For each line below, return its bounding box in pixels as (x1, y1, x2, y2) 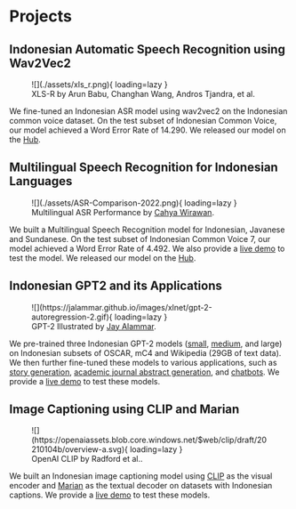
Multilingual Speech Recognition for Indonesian (9, 160, 278, 175)
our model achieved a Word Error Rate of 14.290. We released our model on (9, 125, 286, 135)
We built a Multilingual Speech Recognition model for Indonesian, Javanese (9, 224, 285, 235)
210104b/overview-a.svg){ (31, 444, 129, 455)
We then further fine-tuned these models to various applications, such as (9, 357, 277, 368)
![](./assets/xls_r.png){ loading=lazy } (31, 79, 168, 90)
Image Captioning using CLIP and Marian (9, 402, 240, 417)
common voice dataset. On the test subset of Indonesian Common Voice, (9, 116, 277, 125)
